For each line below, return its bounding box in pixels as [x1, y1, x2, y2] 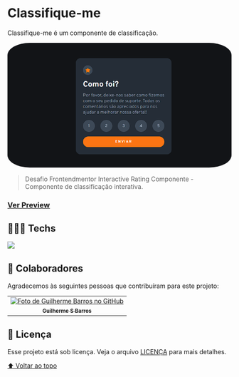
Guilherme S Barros [42, 307, 92, 314]
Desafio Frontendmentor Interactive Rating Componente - [24, 175, 194, 183]
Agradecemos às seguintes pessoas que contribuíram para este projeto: [7, 282, 219, 290]
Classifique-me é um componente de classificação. [7, 29, 159, 37]
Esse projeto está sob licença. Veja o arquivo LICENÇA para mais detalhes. [7, 347, 227, 356]
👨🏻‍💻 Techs [7, 222, 56, 234]
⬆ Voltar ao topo [7, 361, 58, 370]
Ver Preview [7, 200, 51, 210]
